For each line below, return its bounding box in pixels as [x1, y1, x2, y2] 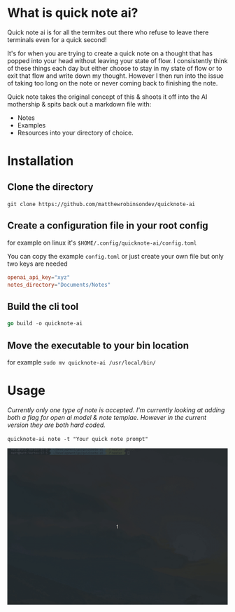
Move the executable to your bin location [7, 339, 189, 351]
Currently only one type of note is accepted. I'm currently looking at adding [7, 405, 225, 414]
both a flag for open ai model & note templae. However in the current [7, 413, 207, 421]
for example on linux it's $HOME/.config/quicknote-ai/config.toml [7, 238, 197, 247]
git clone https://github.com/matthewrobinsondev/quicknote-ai [7, 200, 196, 208]
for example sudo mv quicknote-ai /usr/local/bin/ [7, 358, 156, 366]
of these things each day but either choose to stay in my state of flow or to [7, 64, 222, 72]
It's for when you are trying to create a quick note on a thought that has [7, 49, 213, 57]
